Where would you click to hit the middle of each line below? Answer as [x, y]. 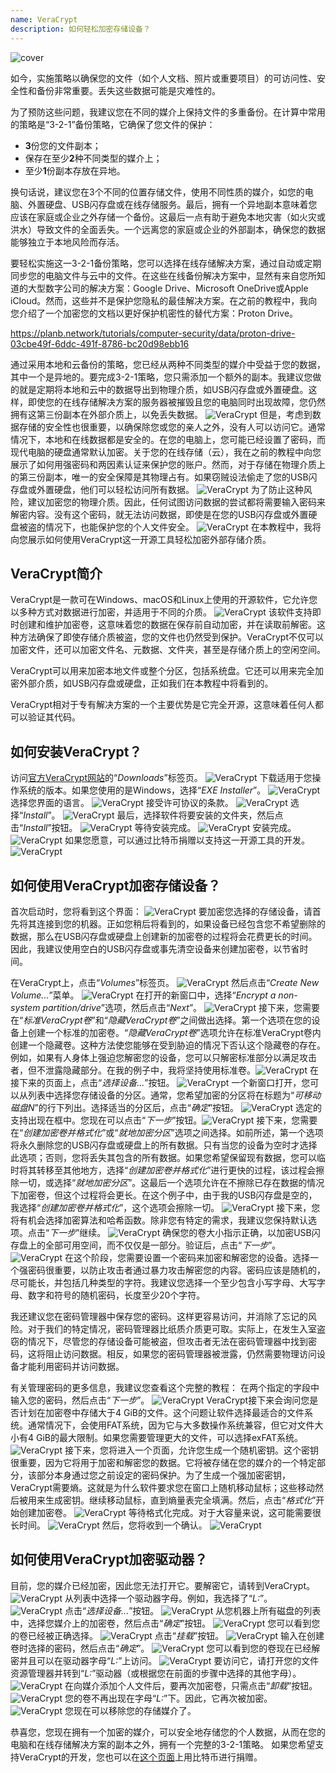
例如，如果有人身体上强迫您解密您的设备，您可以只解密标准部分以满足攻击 [163, 1057]
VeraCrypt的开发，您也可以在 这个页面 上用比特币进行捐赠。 [140, 1757]
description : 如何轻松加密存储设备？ [80, 29]
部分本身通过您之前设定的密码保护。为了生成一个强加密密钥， [163, 1475]
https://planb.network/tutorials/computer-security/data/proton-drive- [153, 333]
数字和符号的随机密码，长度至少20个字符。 [116, 1295]
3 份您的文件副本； [63, 145]
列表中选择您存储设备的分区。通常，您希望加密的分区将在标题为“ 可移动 [174, 1095]
